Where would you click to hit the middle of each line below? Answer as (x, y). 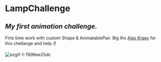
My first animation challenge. (51, 26)
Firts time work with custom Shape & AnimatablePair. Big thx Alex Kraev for (80, 38)
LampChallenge (38, 8)
